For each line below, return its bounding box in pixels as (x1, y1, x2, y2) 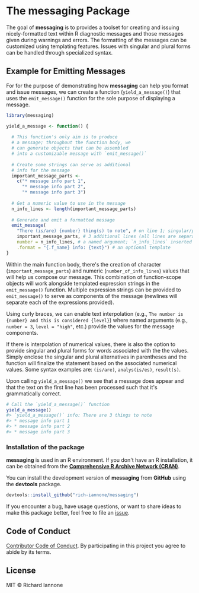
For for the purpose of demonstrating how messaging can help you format (6, 82, 188, 89)
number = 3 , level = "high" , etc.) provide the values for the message (6, 322, 175, 330)
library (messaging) (6, 112, 54, 118)
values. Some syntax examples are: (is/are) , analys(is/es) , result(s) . (6, 366, 181, 373)
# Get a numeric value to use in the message (11, 200, 126, 206)
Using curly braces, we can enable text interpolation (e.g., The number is (6, 310, 184, 317)
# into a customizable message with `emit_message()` (11, 151, 147, 157)
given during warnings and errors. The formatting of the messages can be (6, 36, 187, 43)
